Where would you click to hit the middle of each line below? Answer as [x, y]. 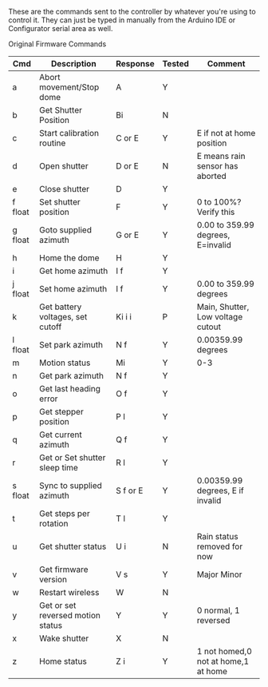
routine [53, 143]
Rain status [217, 536]
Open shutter [64, 166]
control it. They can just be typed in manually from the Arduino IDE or [122, 20]
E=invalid [214, 245]
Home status [63, 661]
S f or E [129, 490]
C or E [127, 138]
